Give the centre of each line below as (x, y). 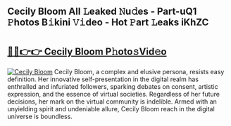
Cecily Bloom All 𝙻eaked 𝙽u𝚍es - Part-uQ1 (102, 12)
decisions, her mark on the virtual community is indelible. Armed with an (112, 101)
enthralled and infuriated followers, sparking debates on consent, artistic (113, 86)
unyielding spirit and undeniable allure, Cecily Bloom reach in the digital (111, 109)
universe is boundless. (40, 116)
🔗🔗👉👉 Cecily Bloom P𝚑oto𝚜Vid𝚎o (87, 51)
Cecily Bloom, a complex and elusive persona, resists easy (139, 72)
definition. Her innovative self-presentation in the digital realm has (103, 79)
